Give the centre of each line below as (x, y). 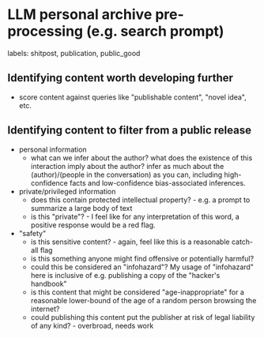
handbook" (49, 284)
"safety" (32, 233)
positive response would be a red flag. (93, 225)
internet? (45, 309)
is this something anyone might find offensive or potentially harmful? (142, 258)
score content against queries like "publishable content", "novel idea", (132, 97)
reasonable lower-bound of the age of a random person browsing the (143, 300)
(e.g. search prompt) (155, 31)
